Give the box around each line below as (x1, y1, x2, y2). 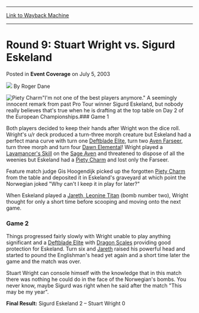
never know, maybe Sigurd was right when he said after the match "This (6, 282, 182, 289)
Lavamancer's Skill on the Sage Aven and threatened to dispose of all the (6, 150, 185, 157)
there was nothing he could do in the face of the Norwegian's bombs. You (6, 276, 187, 283)
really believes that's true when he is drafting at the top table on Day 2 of (6, 106, 184, 113)
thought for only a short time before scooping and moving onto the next (6, 198, 181, 205)
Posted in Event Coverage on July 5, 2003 (6, 70, 111, 77)
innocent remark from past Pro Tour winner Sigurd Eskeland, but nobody (6, 100, 184, 108)
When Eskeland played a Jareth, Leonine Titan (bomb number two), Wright (6, 191, 188, 199)
